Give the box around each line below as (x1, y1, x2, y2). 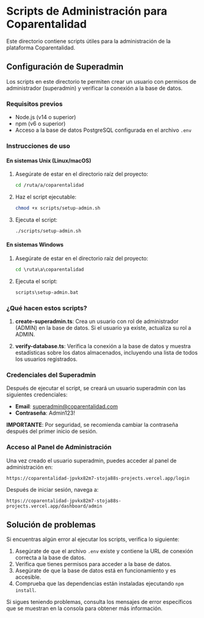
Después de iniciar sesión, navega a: (6, 485, 99, 493)
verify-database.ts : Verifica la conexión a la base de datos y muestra (15, 343, 191, 350)
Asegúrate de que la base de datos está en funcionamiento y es (15, 567, 176, 575)
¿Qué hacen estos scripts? (6, 304, 87, 312)
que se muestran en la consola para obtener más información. (6, 605, 163, 612)
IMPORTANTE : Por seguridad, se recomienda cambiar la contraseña (6, 421, 178, 429)
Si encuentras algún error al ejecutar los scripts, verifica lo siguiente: (6, 536, 180, 543)
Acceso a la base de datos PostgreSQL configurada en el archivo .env (15, 126, 192, 134)
